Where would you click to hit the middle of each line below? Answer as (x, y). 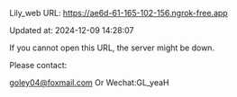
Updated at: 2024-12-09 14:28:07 (72, 30)
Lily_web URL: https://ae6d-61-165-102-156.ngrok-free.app (118, 13)
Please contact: (38, 65)
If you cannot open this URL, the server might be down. (112, 48)
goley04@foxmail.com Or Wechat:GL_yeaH (89, 83)
